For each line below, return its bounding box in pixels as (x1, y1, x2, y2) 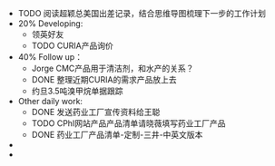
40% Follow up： (17, 52, 83, 62)
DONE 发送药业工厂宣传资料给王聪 (31, 107, 161, 117)
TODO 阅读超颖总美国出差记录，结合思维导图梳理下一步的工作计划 (17, 8, 266, 18)
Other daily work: (17, 96, 83, 106)
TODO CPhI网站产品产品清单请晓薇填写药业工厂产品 (31, 118, 226, 129)
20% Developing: (17, 18, 83, 29)
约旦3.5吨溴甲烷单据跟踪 (31, 85, 124, 96)
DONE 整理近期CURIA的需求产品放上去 (31, 74, 177, 84)
